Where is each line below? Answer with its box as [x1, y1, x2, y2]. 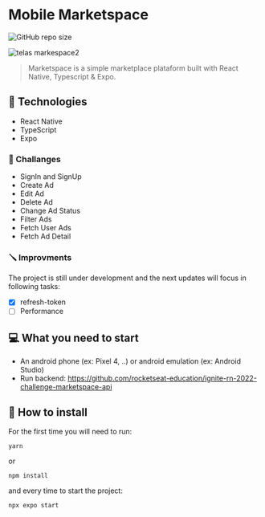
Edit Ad [19, 189, 44, 198]
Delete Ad [19, 197, 54, 207]
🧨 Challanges [8, 153, 62, 165]
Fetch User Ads [19, 223, 72, 233]
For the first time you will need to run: [8, 427, 132, 437]
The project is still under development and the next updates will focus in [8, 273, 247, 283]
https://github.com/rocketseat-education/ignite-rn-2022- [67, 373, 257, 383]
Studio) [19, 365, 44, 375]
